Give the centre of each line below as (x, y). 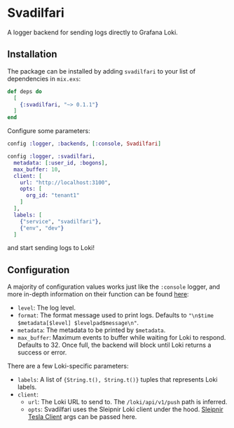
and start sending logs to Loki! (51, 248)
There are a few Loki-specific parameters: (68, 366)
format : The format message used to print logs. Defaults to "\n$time (115, 315)
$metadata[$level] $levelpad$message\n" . (78, 323)
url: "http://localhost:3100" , (66, 182)
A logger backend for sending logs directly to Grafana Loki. (93, 32)
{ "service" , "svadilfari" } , (61, 221)
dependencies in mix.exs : (44, 78)
